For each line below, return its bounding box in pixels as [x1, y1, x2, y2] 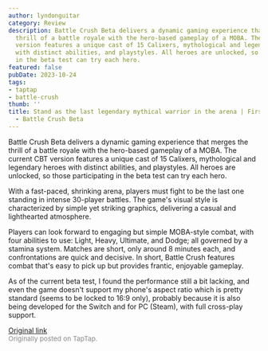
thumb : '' [8, 100, 41, 108]
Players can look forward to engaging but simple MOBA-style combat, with [8, 227, 254, 236]
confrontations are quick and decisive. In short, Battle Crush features [8, 252, 235, 262]
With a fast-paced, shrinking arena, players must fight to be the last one [8, 186, 245, 196]
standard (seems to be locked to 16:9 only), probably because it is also [8, 293, 241, 302]
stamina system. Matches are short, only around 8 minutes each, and [8, 244, 236, 253]
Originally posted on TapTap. [8, 333, 98, 343]
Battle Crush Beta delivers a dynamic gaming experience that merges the [8, 137, 249, 146]
